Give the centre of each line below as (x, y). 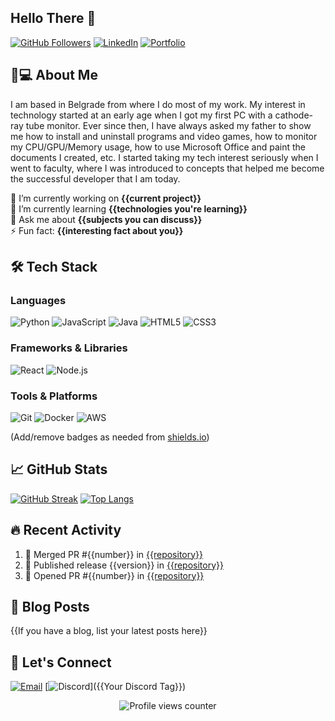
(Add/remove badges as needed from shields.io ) (110, 437)
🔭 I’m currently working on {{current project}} (106, 198)
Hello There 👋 (53, 18)
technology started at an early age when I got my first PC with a (141, 115)
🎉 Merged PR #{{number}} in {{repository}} (114, 554)
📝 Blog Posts (50, 606)
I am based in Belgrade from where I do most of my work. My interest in (158, 104)
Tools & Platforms (54, 396)
